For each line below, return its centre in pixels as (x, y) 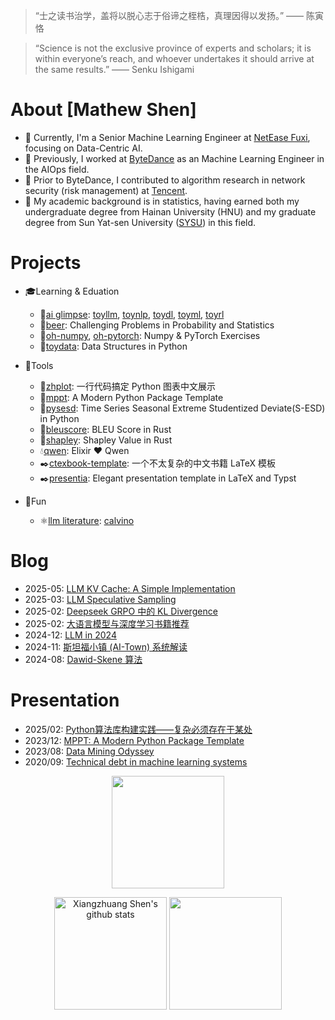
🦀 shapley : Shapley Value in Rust (106, 440)
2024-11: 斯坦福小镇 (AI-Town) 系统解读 (106, 646)
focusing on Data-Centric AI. (83, 148)
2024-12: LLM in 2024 (70, 635)
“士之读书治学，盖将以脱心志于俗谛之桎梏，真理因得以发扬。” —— (169, 15)
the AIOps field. (57, 169)
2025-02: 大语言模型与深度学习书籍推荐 (107, 623)
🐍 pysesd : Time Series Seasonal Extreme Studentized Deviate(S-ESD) (182, 408)
